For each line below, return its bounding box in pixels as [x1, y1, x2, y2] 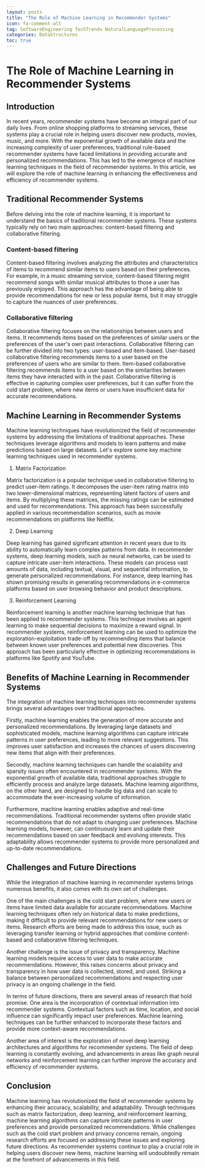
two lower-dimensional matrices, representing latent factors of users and [6, 490, 190, 497]
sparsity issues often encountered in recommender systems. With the [6, 767, 182, 775]
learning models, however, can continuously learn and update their [6, 825, 175, 832]
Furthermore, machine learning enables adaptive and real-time [6, 805, 164, 813]
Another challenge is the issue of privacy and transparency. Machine [6, 948, 180, 955]
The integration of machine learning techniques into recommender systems [6, 698, 196, 705]
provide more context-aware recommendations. [6, 1025, 127, 1032]
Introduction [6, 101, 55, 112]
